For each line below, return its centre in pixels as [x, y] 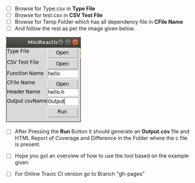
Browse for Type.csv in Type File [55, 9]
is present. [27, 145]
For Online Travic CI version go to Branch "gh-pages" [80, 174]
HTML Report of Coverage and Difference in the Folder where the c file [101, 138]
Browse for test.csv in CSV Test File [59, 15]
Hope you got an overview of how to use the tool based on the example [102, 156]
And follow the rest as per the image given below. [75, 28]
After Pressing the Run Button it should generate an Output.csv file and [102, 132]
